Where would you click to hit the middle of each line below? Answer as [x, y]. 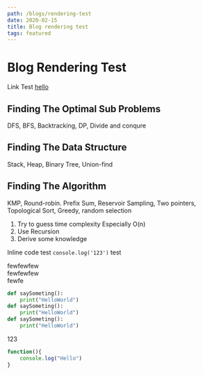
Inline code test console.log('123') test [64, 252]
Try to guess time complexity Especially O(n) [81, 224]
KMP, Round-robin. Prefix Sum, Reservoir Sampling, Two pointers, [102, 203]
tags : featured [29, 33]
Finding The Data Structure [67, 147]
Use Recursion [38, 231]
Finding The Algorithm [57, 186]
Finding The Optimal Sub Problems [84, 109]
